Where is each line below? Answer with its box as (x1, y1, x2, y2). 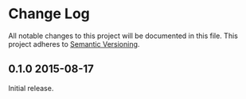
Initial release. (8, 83, 54, 93)
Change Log (8, 5, 90, 23)
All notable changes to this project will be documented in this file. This (8, 31, 239, 40)
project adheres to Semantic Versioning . (8, 39, 140, 48)
